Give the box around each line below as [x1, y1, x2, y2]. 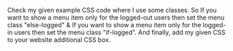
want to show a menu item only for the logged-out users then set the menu [7, 13, 225, 22]
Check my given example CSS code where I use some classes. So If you [7, 6, 217, 14]
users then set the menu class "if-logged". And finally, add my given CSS [13, 28, 226, 36]
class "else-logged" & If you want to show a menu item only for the [7, 21, 202, 29]
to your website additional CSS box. [7, 36, 111, 44]
